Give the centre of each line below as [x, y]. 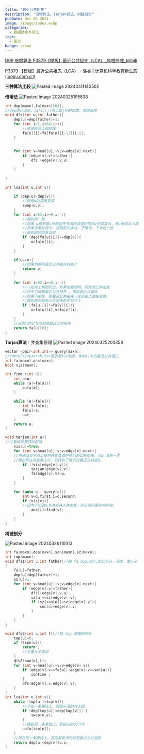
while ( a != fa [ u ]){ [32, 401]
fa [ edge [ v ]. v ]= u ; [48, 474]
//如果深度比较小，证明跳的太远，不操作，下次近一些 [68, 228]
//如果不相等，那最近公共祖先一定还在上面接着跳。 [66, 296]
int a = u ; [23, 379]
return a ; [24, 424]
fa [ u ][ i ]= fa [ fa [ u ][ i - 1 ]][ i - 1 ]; [54, 133]
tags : [10, 37]
